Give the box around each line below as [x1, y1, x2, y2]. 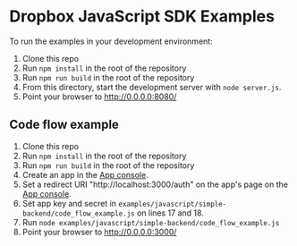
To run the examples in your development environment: [9, 36, 213, 47]
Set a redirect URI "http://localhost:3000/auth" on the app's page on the [21, 179, 289, 190]
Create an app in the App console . [21, 169, 149, 180]
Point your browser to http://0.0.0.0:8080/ [21, 91, 177, 102]
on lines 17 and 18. [137, 208, 204, 218]
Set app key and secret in [21, 198, 117, 208]
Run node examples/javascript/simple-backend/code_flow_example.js [21, 216, 280, 227]
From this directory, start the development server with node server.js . [21, 81, 282, 92]
